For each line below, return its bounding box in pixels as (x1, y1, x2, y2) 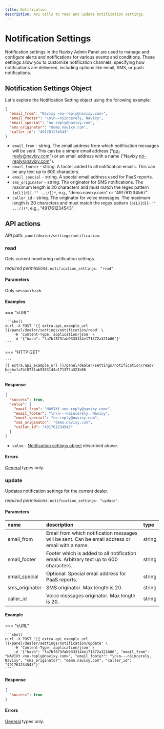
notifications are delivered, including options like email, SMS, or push (5, 65, 144, 71)
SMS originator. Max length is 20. (46, 584, 123, 591)
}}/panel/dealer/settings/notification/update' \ (5, 641, 108, 646)
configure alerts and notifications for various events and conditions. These (5, 54, 155, 60)
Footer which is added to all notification (46, 550, 137, 556)
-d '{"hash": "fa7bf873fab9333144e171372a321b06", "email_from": (14, 649, 150, 654)
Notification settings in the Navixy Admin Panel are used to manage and (5, 49, 150, 55)
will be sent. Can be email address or (46, 535, 131, 542)
